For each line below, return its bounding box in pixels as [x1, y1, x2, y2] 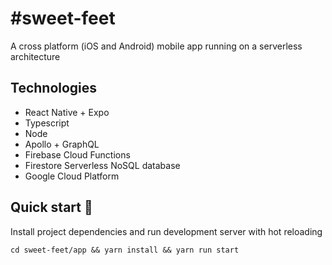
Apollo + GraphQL [24, 138, 100, 150]
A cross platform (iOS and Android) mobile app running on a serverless [10, 40, 303, 52]
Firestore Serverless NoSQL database [24, 159, 181, 171]
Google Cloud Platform [24, 170, 120, 182]
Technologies [10, 80, 98, 97]
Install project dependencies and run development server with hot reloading [10, 225, 323, 237]
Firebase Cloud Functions [24, 148, 131, 161]
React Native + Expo [24, 106, 110, 118]
